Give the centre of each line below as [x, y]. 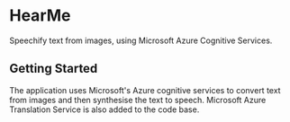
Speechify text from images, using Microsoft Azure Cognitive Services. [141, 40]
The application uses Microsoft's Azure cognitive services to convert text [145, 90]
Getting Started [54, 69]
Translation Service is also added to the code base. [104, 109]
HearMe [40, 16]
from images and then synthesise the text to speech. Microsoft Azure [138, 100]
